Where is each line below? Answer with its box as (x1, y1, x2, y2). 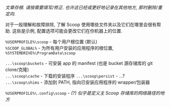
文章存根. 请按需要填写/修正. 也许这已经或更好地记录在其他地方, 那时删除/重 (5, 5, 162, 10)
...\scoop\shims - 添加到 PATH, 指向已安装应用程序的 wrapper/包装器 (5, 79, 150, 85)
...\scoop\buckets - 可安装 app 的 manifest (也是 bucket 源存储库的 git (5, 60, 153, 66)
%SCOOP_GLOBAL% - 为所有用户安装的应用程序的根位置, (5, 45, 114, 51)
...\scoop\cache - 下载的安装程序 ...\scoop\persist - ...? (5, 73, 125, 79)
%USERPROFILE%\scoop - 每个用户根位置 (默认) (5, 39, 98, 45)
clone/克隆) (5, 66, 29, 73)
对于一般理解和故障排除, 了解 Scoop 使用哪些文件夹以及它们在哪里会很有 (5, 22, 157, 27)
